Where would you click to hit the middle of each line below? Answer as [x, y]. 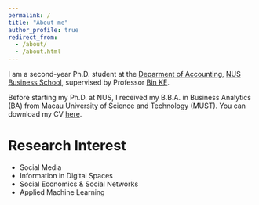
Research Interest [67, 146]
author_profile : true [44, 30]
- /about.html [38, 52]
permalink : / [29, 15]
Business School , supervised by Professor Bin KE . [89, 82]
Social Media [40, 167]
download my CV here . [45, 114]
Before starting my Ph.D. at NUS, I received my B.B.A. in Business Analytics [129, 97]
